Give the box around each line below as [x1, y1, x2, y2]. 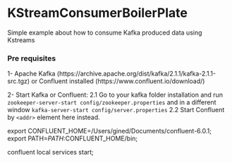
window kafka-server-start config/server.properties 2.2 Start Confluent [7, 106, 225, 114]
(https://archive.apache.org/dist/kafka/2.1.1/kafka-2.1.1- [56, 69, 216, 78]
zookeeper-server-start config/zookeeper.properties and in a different [7, 98, 216, 107]
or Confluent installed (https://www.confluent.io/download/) [31, 77, 205, 85]
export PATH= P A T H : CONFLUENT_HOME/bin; [7, 134, 138, 143]
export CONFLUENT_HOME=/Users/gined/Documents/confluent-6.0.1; [7, 127, 212, 135]
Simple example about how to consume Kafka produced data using [7, 28, 202, 37]
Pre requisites [7, 53, 56, 63]
